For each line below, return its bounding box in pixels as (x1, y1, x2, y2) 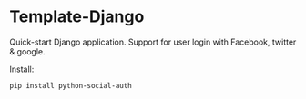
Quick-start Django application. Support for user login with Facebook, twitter (9, 36, 297, 47)
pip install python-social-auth (9, 81, 132, 90)
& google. (9, 45, 46, 56)
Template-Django (9, 6, 145, 27)
